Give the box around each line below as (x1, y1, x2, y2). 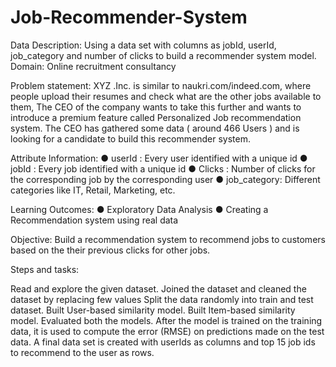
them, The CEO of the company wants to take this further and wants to (10, 101, 302, 113)
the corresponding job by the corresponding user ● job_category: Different (10, 173, 321, 185)
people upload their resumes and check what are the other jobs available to (10, 90, 322, 102)
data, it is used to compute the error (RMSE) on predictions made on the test (10, 325, 325, 337)
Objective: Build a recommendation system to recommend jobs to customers (10, 233, 326, 245)
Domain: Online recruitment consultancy (10, 60, 177, 72)
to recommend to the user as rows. (10, 346, 155, 358)
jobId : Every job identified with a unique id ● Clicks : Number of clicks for (10, 162, 316, 175)
